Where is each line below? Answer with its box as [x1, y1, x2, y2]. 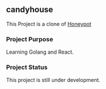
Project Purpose [6, 35, 54, 43]
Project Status [6, 63, 48, 71]
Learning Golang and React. [6, 48, 74, 55]
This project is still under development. [6, 77, 101, 84]
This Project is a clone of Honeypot [6, 20, 92, 27]
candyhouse [6, 5, 54, 15]
